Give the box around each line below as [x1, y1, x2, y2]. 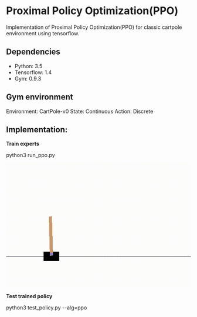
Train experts [6, 140, 40, 148]
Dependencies [6, 47, 60, 57]
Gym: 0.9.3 [14, 75, 42, 82]
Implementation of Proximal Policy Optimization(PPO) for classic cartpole [6, 24, 182, 31]
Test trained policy [6, 292, 53, 299]
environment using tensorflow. [6, 29, 80, 36]
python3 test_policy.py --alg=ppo [6, 304, 87, 311]
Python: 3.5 [14, 62, 43, 69]
